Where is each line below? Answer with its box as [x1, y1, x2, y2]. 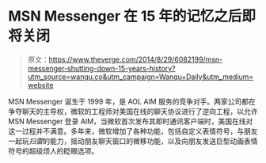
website [27, 80, 54, 89]
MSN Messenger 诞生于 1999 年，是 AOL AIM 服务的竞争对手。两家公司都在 [8, 97, 256, 106]
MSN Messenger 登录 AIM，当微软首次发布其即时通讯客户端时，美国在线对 [8, 116, 253, 126]
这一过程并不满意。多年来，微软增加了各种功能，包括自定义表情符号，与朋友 [8, 126, 258, 135]
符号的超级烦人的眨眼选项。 [8, 146, 99, 155]
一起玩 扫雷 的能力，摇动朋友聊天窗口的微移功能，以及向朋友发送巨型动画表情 [8, 136, 258, 146]
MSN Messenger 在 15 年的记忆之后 [8, 7, 242, 25]
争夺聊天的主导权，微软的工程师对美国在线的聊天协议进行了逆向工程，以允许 [8, 106, 258, 116]
